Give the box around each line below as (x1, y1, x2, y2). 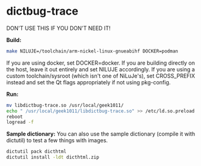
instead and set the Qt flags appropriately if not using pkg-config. (6, 78, 171, 86)
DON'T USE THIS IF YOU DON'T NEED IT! (6, 24, 111, 32)
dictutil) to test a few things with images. (6, 137, 108, 144)
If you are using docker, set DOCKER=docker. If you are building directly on (6, 59, 196, 67)
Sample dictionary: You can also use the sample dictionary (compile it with (6, 130, 196, 138)
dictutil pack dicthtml (6, 148, 67, 155)
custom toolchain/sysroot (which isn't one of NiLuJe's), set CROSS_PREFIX (6, 72, 196, 79)
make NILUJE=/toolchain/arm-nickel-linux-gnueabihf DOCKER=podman (6, 48, 178, 54)
